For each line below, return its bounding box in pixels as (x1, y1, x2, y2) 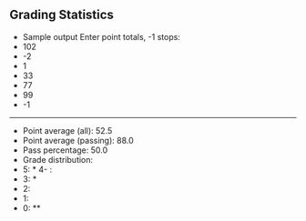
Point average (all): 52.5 (22, 125, 113, 136)
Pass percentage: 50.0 (22, 145, 108, 156)
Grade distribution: (22, 154, 94, 165)
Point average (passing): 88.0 (22, 135, 134, 146)
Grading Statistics (9, 7, 114, 23)
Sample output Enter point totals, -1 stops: (22, 31, 180, 42)
